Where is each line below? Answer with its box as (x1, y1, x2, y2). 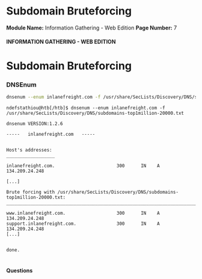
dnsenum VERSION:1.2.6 (6, 120, 63, 127)
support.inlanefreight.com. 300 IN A (6, 221, 161, 227)
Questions (6, 267, 33, 274)
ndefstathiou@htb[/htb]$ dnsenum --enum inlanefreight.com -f (6, 105, 165, 111)
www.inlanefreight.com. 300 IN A (6, 210, 161, 216)
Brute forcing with (6, 189, 55, 195)
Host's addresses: (6, 147, 52, 153)
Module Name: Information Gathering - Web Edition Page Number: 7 (6, 24, 177, 31)
